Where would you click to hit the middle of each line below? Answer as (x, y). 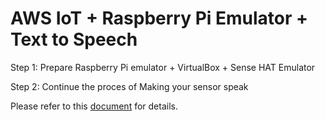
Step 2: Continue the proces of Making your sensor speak (129, 86)
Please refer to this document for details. (94, 106)
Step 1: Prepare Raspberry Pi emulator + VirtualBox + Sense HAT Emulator (163, 67)
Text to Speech (74, 39)
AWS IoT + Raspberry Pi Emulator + (159, 18)
